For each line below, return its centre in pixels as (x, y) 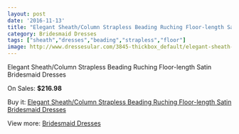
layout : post (27, 14)
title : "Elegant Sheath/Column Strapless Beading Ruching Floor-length (116, 27)
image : (17, 47)
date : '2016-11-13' (36, 21)
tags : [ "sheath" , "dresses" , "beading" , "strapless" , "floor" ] (97, 40)
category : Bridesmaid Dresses (52, 34)
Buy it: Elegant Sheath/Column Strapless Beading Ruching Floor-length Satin (119, 102)
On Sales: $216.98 (35, 88)
